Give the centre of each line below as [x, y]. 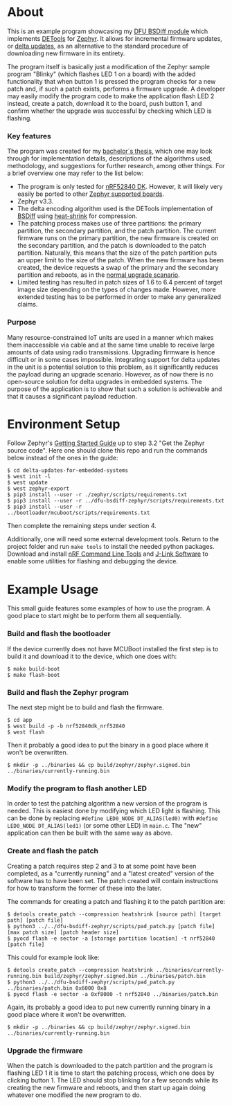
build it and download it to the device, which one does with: [92, 656]
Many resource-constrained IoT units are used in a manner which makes [110, 337]
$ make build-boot [34, 669]
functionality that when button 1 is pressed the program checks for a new [111, 81]
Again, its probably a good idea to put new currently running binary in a [109, 1007]
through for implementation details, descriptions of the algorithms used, [110, 158]
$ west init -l [29, 477]
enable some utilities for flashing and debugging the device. [93, 561]
